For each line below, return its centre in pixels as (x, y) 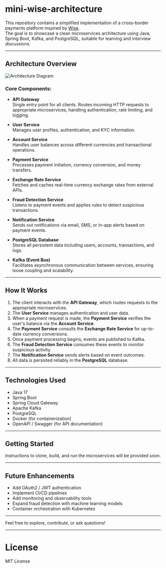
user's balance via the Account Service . (53, 323)
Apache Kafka (27, 408)
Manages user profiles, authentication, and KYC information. (74, 130)
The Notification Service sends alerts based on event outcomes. (79, 355)
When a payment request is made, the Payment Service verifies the (82, 318)
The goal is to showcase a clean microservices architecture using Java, (78, 33)
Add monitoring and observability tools (52, 498)
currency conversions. (45, 334)
